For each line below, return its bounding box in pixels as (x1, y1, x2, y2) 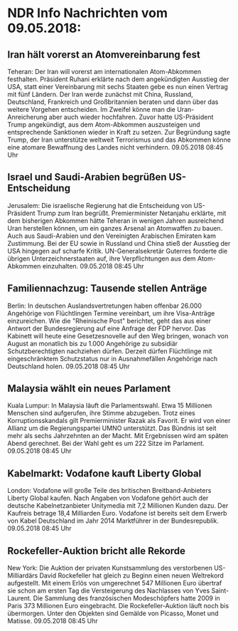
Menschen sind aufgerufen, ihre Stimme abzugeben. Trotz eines (7, 409, 195, 417)
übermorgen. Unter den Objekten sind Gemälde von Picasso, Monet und (7, 609, 219, 617)
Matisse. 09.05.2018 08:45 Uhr (7, 617, 98, 625)
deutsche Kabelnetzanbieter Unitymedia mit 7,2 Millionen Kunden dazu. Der (7, 501, 229, 510)
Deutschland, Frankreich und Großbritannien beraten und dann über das (7, 98, 219, 106)
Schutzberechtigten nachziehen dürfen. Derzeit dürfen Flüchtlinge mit (7, 347, 212, 355)
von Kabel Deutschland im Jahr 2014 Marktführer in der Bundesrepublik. (7, 516, 219, 525)
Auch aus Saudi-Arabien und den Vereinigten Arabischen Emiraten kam (7, 231, 217, 240)
